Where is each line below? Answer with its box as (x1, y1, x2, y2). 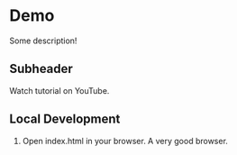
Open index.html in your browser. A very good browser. (22, 135, 228, 146)
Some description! (9, 35, 77, 46)
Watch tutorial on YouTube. (9, 85, 110, 96)
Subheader (9, 61, 74, 77)
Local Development (9, 112, 121, 127)
